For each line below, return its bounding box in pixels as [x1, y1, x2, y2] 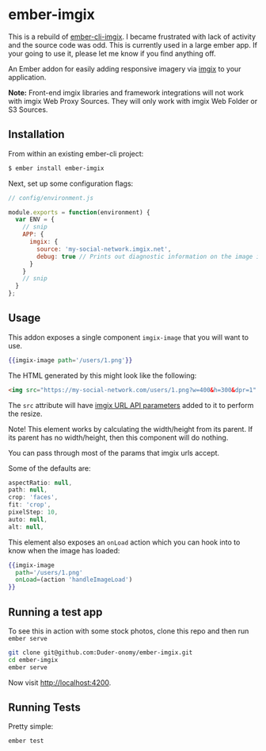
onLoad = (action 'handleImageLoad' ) [15, 576, 133, 584]
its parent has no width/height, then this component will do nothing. [8, 433, 229, 442]
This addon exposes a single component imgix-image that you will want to [8, 332, 249, 342]
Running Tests [8, 701, 81, 714]
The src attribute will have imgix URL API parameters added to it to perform [8, 400, 254, 410]
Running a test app [8, 605, 103, 618]
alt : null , [8, 522, 44, 531]
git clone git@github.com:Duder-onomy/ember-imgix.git [8, 649, 193, 657]
